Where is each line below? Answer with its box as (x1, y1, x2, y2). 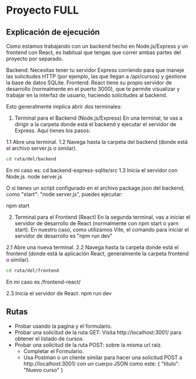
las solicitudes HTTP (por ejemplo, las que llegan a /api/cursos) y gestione (6, 73, 187, 80)
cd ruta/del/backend (6, 156, 57, 162)
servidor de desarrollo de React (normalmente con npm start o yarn (14, 219, 179, 227)
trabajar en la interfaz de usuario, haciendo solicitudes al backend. (6, 92, 168, 98)
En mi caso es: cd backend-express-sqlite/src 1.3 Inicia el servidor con (6, 166, 178, 174)
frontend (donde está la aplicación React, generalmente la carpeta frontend (6, 250, 190, 257)
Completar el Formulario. (23, 347, 84, 354)
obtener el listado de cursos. (14, 335, 84, 342)
